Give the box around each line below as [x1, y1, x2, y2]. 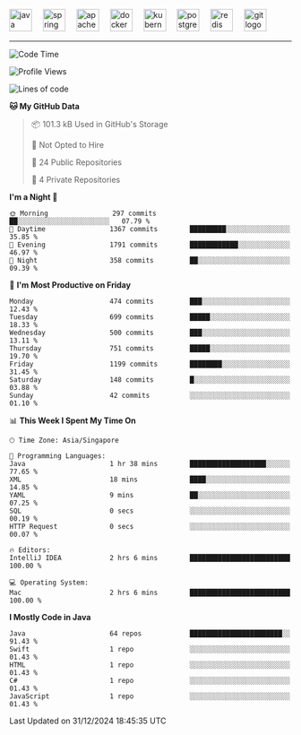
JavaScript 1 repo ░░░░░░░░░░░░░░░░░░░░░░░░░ [9, 692, 291, 701]
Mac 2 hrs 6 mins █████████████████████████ [9, 588, 291, 597]
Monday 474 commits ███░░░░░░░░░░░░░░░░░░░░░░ [9, 297, 291, 306]
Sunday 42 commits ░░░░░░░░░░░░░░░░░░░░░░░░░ [9, 391, 291, 400]
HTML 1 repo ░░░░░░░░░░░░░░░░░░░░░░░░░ [9, 661, 291, 670]
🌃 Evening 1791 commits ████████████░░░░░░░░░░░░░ [9, 240, 291, 249]
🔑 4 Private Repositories [30, 175, 121, 185]
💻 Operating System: [9, 578, 90, 587]
